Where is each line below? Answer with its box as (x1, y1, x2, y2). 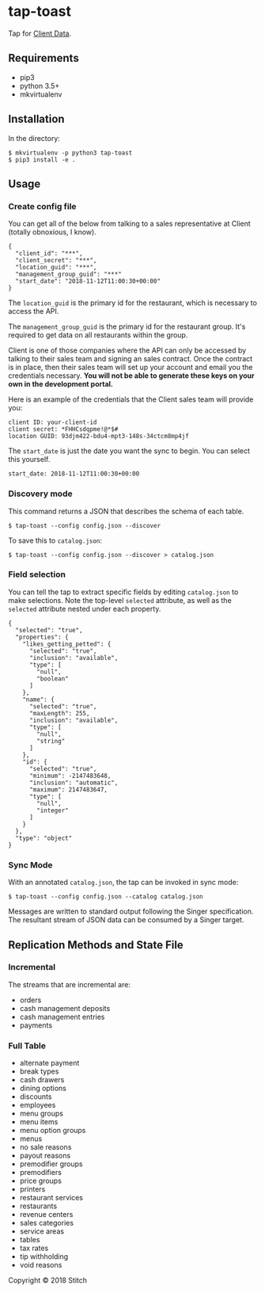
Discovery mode (8, 488, 73, 499)
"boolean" (36, 674, 69, 683)
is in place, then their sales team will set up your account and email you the (8, 363, 253, 372)
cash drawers (19, 1075, 65, 1085)
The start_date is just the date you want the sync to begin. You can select (8, 446, 251, 456)
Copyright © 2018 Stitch (8, 1276, 88, 1285)
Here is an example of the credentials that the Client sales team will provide (8, 395, 254, 404)
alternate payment (19, 1058, 80, 1068)
